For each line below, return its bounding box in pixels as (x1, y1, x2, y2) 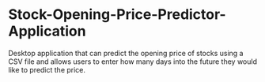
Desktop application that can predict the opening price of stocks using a (8, 48, 244, 58)
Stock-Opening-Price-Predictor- (8, 6, 227, 24)
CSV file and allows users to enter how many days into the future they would (8, 57, 258, 66)
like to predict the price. (8, 65, 85, 74)
